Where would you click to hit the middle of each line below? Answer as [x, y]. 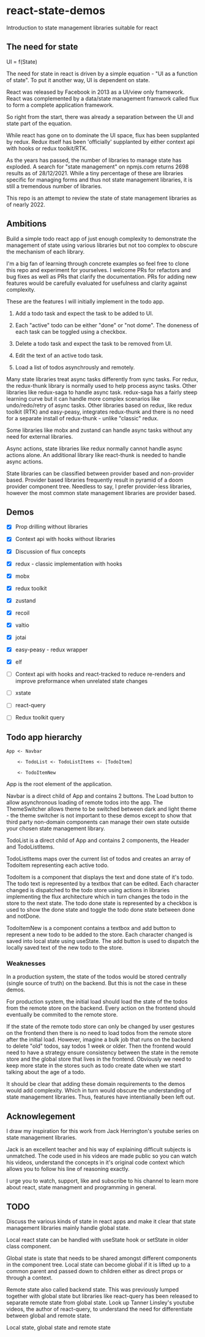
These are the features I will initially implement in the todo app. [85, 301]
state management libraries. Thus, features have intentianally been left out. [101, 1097]
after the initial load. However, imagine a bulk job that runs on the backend [100, 1040]
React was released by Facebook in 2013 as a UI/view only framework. [95, 92]
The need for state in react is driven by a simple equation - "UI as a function [102, 74]
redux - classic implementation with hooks [69, 564]
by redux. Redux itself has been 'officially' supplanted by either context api [100, 142]
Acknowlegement [41, 1116]
